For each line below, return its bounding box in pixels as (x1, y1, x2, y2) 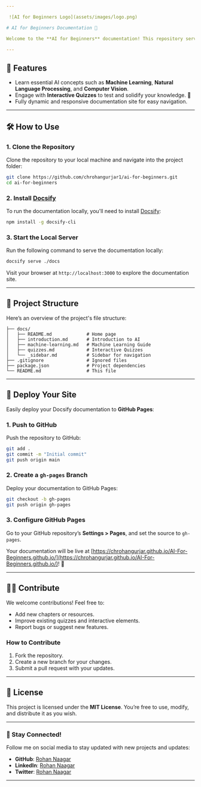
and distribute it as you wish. (6, 710, 77, 717)
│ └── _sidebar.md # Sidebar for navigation (6, 352, 151, 358)
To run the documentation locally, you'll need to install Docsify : (6, 207, 162, 214)
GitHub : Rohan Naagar (14, 755, 71, 763)
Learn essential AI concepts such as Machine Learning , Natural (14, 79, 173, 86)
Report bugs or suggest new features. (14, 623, 109, 630)
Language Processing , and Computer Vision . (14, 85, 129, 93)
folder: (6, 162, 23, 169)
